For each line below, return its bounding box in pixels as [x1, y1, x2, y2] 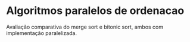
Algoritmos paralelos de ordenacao [6, 4, 185, 17]
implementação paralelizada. [6, 29, 77, 36]
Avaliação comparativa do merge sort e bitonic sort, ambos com [6, 23, 164, 30]
